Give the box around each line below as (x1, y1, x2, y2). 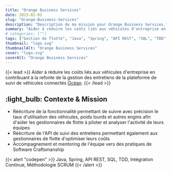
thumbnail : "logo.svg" (5, 41, 54, 46)
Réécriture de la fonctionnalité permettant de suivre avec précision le (12, 109, 159, 115)
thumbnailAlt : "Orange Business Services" (5, 46, 97, 51)
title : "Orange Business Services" (5, 7, 81, 13)
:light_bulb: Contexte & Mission (5, 95, 107, 103)
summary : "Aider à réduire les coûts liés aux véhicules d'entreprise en (5, 27, 166, 32)
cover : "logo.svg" (5, 50, 45, 55)
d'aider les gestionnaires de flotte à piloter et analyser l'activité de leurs (12, 119, 164, 125)
